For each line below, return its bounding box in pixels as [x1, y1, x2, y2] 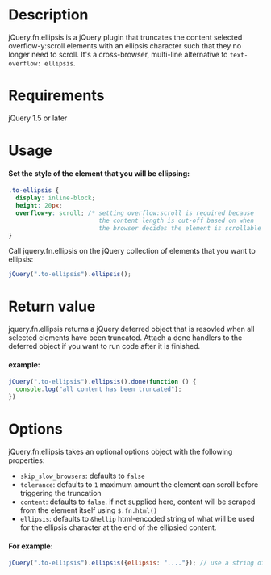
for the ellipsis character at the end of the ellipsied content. [19, 523, 217, 532]
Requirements [8, 86, 105, 105]
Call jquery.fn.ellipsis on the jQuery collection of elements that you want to [8, 246, 256, 256]
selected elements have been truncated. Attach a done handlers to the [8, 333, 243, 342]
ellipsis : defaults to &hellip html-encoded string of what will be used [19, 514, 255, 523]
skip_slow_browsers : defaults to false [19, 471, 145, 481]
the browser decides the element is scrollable [98, 224, 262, 232]
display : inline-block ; [15, 194, 95, 203]
